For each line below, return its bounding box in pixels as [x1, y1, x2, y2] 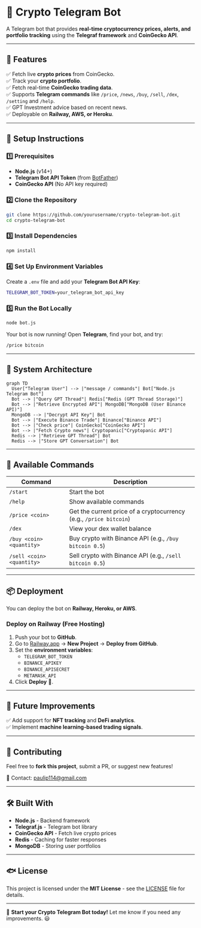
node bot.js [6, 320, 36, 326]
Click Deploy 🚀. [14, 678, 54, 685]
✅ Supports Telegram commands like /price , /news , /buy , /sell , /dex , [6, 90, 179, 98]
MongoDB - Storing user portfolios [14, 842, 101, 850]
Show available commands [69, 497, 145, 506]
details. [6, 891, 25, 898]
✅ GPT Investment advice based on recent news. [6, 104, 127, 111]
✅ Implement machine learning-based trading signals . [6, 723, 143, 731]
